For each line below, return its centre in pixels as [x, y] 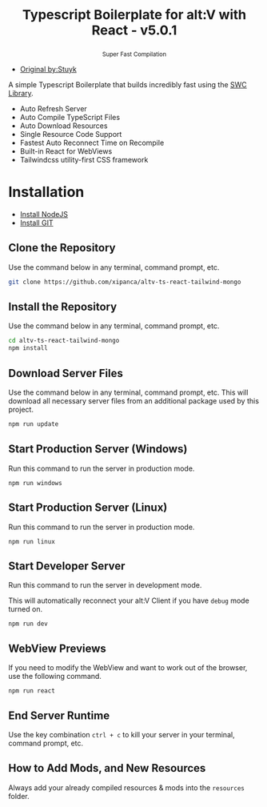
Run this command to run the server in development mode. [105, 585]
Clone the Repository [62, 248]
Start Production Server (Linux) [88, 508]
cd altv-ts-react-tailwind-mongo [64, 341]
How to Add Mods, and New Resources [107, 768]
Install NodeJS [44, 214]
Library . [21, 93]
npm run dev [28, 624]
